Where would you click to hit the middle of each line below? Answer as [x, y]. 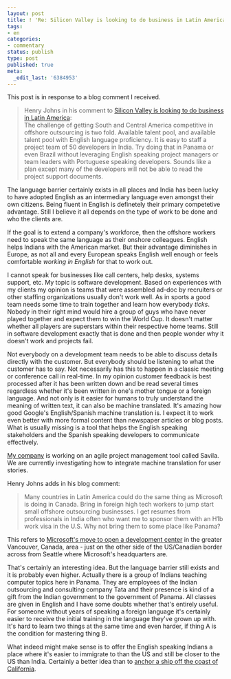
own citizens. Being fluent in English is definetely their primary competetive [114, 205]
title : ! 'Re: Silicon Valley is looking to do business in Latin [104, 20]
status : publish [30, 52]
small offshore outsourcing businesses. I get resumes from [107, 511]
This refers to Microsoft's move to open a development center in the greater [114, 540]
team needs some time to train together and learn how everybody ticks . [108, 305]
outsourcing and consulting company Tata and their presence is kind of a [111, 589]
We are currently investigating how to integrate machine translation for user [114, 463]
